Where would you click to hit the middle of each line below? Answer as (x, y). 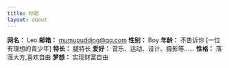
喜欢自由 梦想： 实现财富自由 (68, 57)
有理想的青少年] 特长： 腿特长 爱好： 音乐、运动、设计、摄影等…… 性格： (111, 48)
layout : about (27, 20)
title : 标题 (23, 13)
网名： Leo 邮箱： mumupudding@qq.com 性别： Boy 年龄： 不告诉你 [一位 (114, 40)
